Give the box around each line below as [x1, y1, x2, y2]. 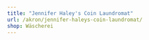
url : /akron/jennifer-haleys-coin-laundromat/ [7, 16, 143, 23]
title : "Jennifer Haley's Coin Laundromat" [7, 9, 134, 17]
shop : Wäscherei [7, 22, 54, 29]
